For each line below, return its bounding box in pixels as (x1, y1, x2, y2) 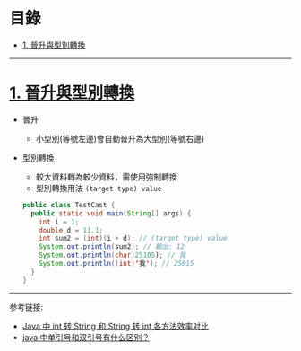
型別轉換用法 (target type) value (35, 182, 162, 193)
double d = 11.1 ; (39, 225, 104, 234)
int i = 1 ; (39, 217, 80, 226)
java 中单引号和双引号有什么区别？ (21, 331, 150, 342)
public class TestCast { (21, 200, 116, 209)
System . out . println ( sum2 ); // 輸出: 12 (39, 242, 185, 251)
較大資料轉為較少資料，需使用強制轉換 (35, 171, 177, 182)
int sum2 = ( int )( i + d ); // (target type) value (39, 234, 228, 243)
